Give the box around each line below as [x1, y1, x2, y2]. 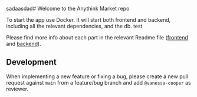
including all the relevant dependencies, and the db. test [6, 23, 143, 29]
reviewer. [6, 85, 28, 92]
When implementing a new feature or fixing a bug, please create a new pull [6, 73, 189, 80]
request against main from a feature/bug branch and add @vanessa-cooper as [6, 79, 191, 86]
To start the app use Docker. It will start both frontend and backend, [6, 16, 171, 23]
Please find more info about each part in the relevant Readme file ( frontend [6, 34, 189, 41]
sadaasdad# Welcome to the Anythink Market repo [6, 5, 130, 12]
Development [6, 57, 57, 67]
